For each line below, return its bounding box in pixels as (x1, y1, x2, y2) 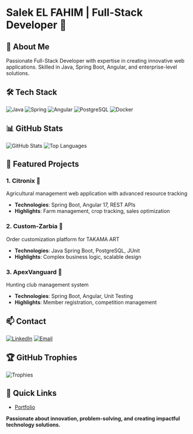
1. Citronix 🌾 (6, 177, 41, 185)
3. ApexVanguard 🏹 (6, 267, 63, 276)
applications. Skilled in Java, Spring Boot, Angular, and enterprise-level (6, 63, 177, 70)
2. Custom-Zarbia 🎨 (6, 222, 63, 230)
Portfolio (14, 404, 36, 411)
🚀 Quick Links (6, 388, 57, 398)
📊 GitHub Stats (6, 124, 63, 134)
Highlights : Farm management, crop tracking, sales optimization (14, 208, 170, 215)
